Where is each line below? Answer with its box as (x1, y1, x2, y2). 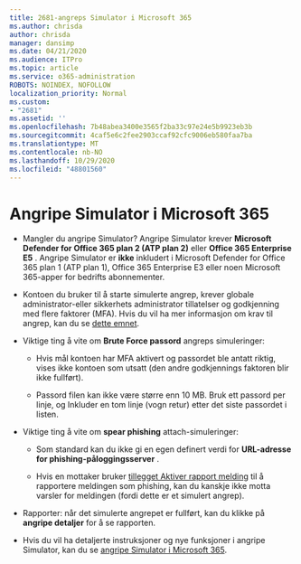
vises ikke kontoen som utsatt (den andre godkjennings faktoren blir (35, 362, 289, 373)
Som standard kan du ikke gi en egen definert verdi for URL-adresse (35, 444, 292, 455)
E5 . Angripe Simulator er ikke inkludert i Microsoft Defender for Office (22, 252, 286, 263)
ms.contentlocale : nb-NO (9, 147, 103, 156)
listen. (35, 409, 59, 420)
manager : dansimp (9, 38, 75, 48)
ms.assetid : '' (9, 114, 67, 123)
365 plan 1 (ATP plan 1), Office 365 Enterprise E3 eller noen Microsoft (22, 262, 281, 273)
